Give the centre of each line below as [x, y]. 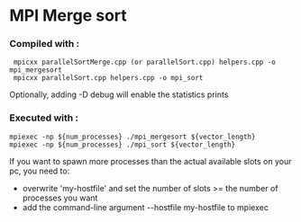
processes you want [60, 198]
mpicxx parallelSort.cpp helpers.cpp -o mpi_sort [108, 78]
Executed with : [44, 118]
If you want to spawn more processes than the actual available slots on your [150, 161]
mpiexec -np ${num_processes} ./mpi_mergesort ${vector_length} [132, 137]
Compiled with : [45, 44]
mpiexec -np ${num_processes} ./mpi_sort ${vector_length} [123, 145]
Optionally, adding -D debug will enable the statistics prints [119, 94]
